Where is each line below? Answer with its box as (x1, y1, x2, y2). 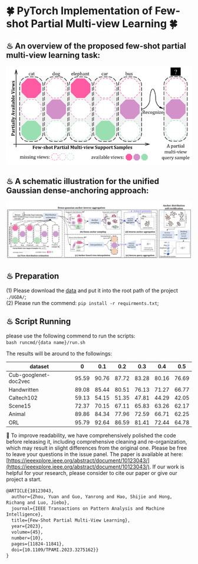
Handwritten (8, 386, 39, 393)
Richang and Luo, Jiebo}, (6, 500, 70, 506)
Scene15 (8, 402, 31, 409)
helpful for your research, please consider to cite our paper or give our (6, 470, 178, 477)
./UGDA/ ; (6, 293, 27, 300)
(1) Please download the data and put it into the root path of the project (6, 287, 179, 294)
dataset (29, 363, 49, 370)
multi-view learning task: (6, 50, 101, 60)
